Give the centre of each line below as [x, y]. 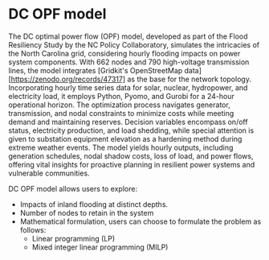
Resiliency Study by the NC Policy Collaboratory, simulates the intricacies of [134, 44]
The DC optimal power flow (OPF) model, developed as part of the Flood [128, 36]
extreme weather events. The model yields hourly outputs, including [121, 147]
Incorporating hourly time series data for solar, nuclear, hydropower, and [128, 87]
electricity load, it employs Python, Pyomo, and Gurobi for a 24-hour [122, 96]
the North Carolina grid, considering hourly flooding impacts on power [124, 53]
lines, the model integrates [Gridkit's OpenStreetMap [96, 70]
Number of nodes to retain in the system [87, 213]
